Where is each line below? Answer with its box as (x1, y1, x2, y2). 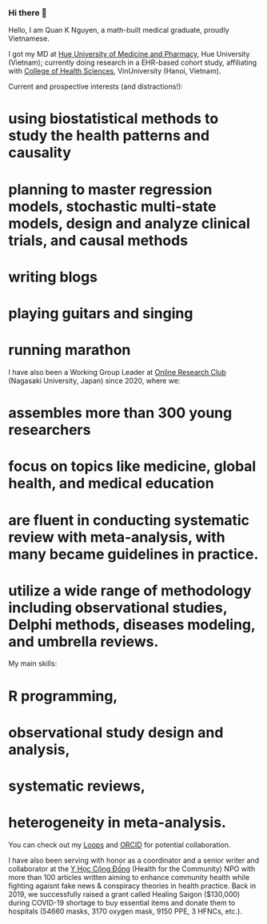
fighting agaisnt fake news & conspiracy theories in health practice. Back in (8, 881, 257, 890)
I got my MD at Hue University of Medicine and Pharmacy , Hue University (8, 50, 250, 59)
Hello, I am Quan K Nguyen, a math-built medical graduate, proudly (8, 26, 229, 35)
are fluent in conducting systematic (8, 511, 250, 529)
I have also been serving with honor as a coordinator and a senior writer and (8, 855, 260, 865)
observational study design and (8, 723, 224, 742)
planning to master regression (8, 180, 213, 198)
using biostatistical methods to (8, 110, 219, 128)
